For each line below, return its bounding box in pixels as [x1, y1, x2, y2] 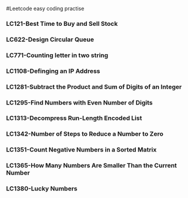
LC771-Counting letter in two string [6, 51, 109, 59]
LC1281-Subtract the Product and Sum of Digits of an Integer [6, 82, 182, 90]
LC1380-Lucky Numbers [6, 184, 78, 193]
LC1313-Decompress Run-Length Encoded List [6, 114, 142, 122]
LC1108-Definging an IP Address [6, 67, 100, 75]
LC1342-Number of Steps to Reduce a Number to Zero [6, 130, 163, 138]
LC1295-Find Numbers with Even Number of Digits [6, 98, 153, 106]
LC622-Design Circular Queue [6, 35, 94, 43]
